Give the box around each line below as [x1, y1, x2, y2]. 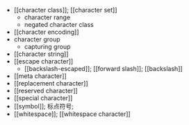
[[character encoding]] [13, 28, 79, 36]
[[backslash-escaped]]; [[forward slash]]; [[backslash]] [24, 65, 183, 73]
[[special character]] [13, 94, 73, 102]
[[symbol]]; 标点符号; [13, 102, 74, 110]
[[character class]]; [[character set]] [13, 6, 117, 14]
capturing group [24, 43, 71, 50]
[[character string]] [13, 50, 69, 58]
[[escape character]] [13, 57, 74, 65]
